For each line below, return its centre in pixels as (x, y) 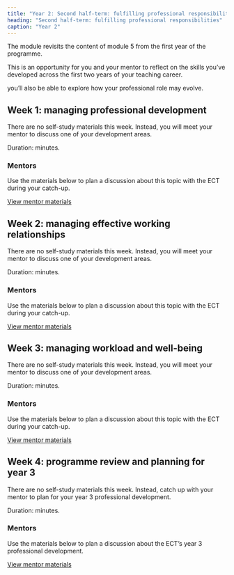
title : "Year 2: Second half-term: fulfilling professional (96, 14)
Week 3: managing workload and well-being (105, 348)
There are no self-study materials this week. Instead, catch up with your (110, 489)
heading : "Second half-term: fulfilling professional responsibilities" (115, 20)
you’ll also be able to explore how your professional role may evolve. (106, 88)
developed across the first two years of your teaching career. (95, 74)
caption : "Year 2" (34, 26)
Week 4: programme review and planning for (106, 462)
